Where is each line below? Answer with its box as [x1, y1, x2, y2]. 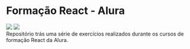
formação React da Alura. [6, 36, 69, 43]
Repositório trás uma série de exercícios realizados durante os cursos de [6, 30, 184, 37]
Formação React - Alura [6, 4, 125, 17]
